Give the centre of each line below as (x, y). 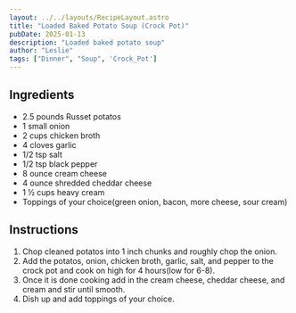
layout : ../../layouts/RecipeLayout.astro (89, 17)
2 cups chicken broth (61, 136)
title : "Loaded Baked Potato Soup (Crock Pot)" (99, 26)
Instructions (44, 230)
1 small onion (46, 126)
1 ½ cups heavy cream (63, 192)
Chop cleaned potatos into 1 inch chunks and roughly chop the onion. (150, 251)
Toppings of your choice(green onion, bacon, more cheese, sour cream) (155, 202)
